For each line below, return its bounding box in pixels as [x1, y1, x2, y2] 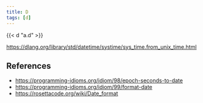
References [6, 60, 51, 71]
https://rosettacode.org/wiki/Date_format [15, 90, 118, 98]
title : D [6, 9, 29, 15]
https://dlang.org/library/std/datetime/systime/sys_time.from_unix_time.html [6, 43, 197, 51]
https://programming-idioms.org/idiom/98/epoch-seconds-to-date [15, 77, 183, 84]
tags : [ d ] [6, 15, 32, 21]
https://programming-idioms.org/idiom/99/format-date [15, 83, 152, 91]
